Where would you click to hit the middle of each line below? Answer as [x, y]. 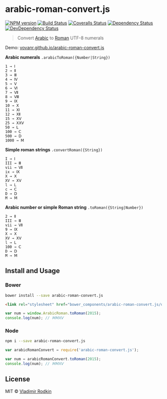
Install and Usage [33, 271]
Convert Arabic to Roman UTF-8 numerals [60, 38]
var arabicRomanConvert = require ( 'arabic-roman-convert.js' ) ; [72, 350]
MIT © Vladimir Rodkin [28, 391]
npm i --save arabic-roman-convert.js [45, 341]
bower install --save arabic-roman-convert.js [54, 295]
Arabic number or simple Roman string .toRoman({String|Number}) [74, 207]
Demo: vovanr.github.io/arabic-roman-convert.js [55, 47]
